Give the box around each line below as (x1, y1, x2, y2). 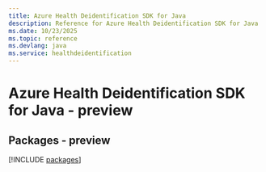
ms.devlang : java (8, 42, 67, 50)
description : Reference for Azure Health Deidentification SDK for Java (8, 19, 259, 27)
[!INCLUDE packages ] (8, 155, 82, 164)
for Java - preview (8, 102, 133, 120)
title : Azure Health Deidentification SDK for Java (8, 11, 186, 20)
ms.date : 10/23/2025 (8, 27, 78, 35)
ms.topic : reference (8, 34, 78, 43)
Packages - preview (8, 133, 111, 147)
